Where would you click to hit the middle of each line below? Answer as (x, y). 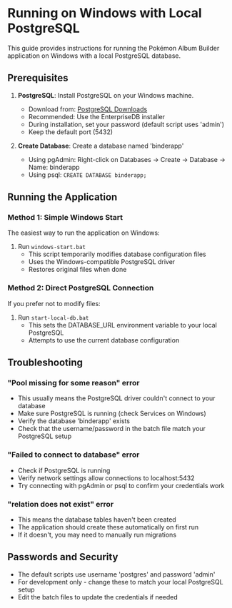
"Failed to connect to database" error (74, 455)
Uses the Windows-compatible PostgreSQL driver (102, 262)
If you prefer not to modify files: (54, 303)
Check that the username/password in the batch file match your (111, 429)
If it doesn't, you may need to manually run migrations (97, 535)
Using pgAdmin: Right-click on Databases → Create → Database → (127, 159)
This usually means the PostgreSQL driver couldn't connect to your (116, 398)
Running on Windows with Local (105, 13)
